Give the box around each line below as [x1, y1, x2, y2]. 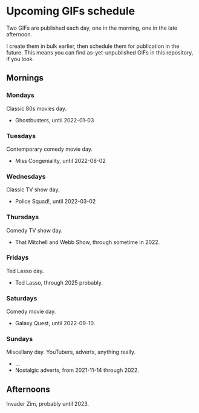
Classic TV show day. [6, 186, 60, 193]
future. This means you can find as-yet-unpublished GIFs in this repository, [6, 48, 194, 56]
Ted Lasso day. [6, 267, 44, 274]
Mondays [6, 91, 35, 99]
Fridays [6, 253, 29, 262]
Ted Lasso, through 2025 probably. [15, 279, 103, 286]
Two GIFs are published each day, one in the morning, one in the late [6, 24, 178, 31]
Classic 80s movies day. [6, 105, 67, 112]
